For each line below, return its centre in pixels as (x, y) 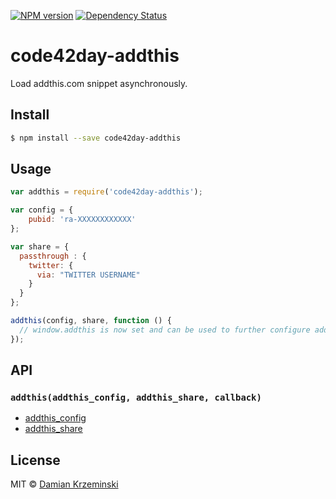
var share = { (40, 246)
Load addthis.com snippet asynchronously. (99, 83)
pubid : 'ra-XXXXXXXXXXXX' (82, 220)
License (35, 460)
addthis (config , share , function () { (91, 321)
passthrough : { (53, 256)
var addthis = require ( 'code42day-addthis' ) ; (106, 192)
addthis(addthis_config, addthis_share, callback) (136, 397)
